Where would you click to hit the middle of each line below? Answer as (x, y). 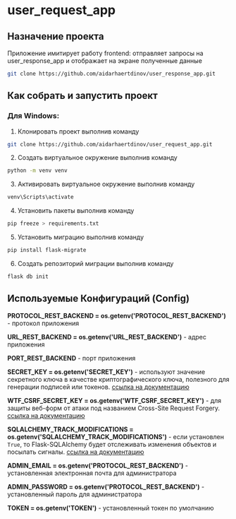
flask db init (28, 276)
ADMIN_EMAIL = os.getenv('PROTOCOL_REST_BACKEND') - (98, 465)
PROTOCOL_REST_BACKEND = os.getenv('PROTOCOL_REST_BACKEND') (117, 315)
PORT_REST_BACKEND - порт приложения (72, 358)
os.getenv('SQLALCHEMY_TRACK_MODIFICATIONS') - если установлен (116, 436)
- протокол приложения (43, 323)
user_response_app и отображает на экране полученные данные (105, 61)
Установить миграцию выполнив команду (81, 237)
